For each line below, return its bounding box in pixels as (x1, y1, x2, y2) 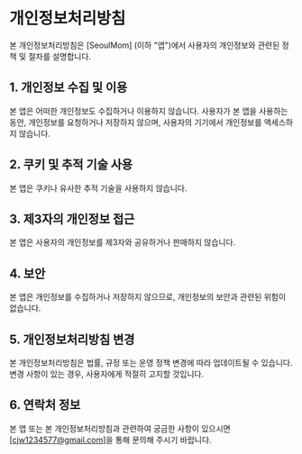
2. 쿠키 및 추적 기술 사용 (9, 157, 133, 172)
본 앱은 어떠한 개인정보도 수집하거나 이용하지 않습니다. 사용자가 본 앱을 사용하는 (9, 105, 288, 116)
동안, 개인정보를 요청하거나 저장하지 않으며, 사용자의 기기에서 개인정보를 (9, 116, 262, 127)
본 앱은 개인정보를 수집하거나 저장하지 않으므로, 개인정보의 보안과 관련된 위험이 (9, 292, 287, 303)
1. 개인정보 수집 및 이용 (9, 80, 128, 95)
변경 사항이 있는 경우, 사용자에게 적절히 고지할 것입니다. (9, 368, 205, 379)
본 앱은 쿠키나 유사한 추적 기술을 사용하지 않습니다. (9, 182, 188, 194)
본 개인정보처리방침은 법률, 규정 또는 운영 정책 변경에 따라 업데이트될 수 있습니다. (9, 358, 293, 368)
